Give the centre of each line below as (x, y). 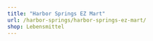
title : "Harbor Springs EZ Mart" (56, 14)
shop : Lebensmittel (36, 26)
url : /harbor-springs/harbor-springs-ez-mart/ (77, 20)
